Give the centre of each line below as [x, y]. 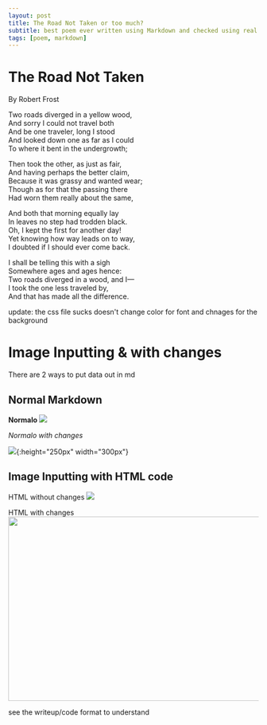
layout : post [30, 16]
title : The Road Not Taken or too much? [76, 23]
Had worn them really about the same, [71, 198]
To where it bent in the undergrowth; [68, 149]
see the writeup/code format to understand [79, 712]
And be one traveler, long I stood [62, 131]
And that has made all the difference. [69, 296]
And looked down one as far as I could [71, 140]
